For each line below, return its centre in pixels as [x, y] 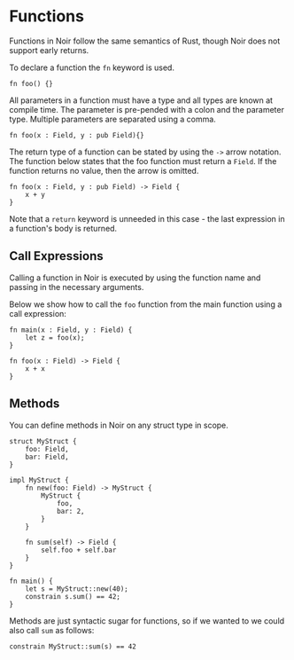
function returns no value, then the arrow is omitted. [104, 170]
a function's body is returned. [63, 228]
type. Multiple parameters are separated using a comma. [113, 119]
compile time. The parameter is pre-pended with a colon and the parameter [147, 109]
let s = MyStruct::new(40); [77, 589]
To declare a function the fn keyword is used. [92, 67]
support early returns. [49, 50]
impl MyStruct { [39, 480]
